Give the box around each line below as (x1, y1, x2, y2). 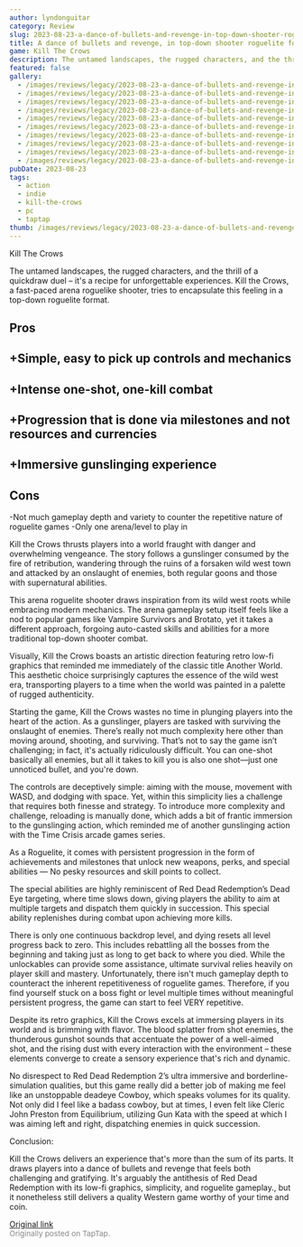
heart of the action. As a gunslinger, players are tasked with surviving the (9, 716, 281, 727)
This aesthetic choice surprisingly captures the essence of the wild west (9, 670, 279, 681)
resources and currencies (9, 426, 158, 442)
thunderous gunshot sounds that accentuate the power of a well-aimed (9, 1034, 274, 1045)
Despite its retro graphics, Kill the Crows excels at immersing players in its (9, 1015, 284, 1026)
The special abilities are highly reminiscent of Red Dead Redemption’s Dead (9, 884, 290, 895)
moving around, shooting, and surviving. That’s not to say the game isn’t (9, 735, 278, 746)
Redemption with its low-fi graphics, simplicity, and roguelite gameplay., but (9, 1182, 291, 1193)
